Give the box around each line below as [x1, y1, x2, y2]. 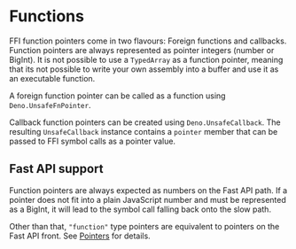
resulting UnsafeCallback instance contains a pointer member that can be [9, 126, 278, 136]
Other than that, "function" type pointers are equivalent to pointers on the [9, 221, 280, 231]
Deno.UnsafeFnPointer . [9, 99, 91, 110]
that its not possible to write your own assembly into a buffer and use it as [9, 64, 279, 74]
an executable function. [9, 73, 96, 83]
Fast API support [9, 161, 104, 176]
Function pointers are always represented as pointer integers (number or [9, 44, 275, 55]
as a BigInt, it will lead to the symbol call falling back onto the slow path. [9, 204, 272, 214]
